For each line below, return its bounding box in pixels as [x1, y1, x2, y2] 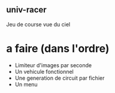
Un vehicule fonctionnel [14, 68, 74, 75]
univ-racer [6, 5, 47, 15]
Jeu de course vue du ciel [6, 20, 71, 28]
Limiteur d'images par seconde [14, 61, 92, 68]
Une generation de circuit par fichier [14, 74, 105, 82]
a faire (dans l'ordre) [6, 42, 110, 55]
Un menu [14, 80, 38, 88]
